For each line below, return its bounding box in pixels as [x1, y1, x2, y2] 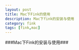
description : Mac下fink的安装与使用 [5, 16, 75, 21]
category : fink [5, 21, 36, 26]
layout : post [5, 7, 32, 12]
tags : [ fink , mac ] [5, 25, 40, 30]
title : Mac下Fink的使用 [5, 12, 50, 17]
